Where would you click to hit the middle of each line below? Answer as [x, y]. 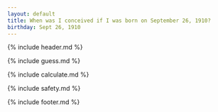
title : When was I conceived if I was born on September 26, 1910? [109, 21]
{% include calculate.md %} [48, 74]
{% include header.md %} [45, 47]
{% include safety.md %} [44, 89]
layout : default [31, 14]
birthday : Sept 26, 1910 [44, 27]
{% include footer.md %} [44, 102]
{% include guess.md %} [44, 61]
